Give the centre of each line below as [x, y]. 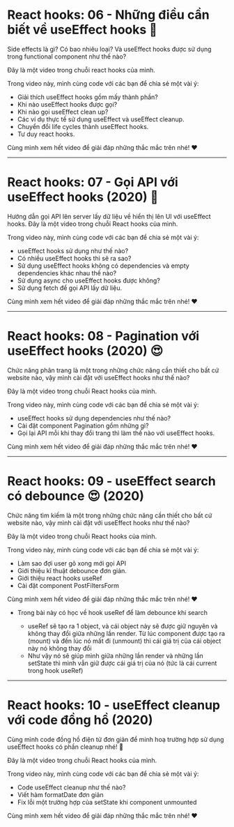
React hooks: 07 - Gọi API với [93, 182]
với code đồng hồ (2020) [80, 720]
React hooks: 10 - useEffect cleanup [114, 705]
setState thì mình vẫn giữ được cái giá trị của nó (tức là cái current [122, 663]
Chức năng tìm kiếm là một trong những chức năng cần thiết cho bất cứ [110, 515]
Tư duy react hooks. [46, 134]
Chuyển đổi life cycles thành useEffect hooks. [83, 126]
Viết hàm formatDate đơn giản [60, 794]
